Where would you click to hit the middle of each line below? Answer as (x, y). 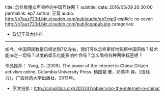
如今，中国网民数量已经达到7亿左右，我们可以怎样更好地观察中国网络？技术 (82, 49)
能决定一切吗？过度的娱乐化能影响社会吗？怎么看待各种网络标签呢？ (74, 55)
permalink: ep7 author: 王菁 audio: (40, 13)
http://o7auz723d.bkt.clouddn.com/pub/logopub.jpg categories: (70, 24)
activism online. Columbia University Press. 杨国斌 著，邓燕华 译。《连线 (78, 72)
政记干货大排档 (27, 34)
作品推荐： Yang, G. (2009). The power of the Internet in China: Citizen (77, 66)
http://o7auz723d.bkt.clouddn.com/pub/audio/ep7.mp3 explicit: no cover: (79, 19)
